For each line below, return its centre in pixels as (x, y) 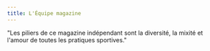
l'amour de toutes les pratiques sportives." (67, 40)
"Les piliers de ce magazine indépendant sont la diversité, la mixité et (105, 33)
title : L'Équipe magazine (44, 13)
